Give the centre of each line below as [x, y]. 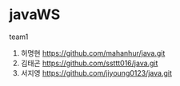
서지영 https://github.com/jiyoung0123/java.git [96, 72]
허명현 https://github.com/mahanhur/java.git [93, 53]
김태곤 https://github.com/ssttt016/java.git [89, 63]
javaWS [35, 15]
